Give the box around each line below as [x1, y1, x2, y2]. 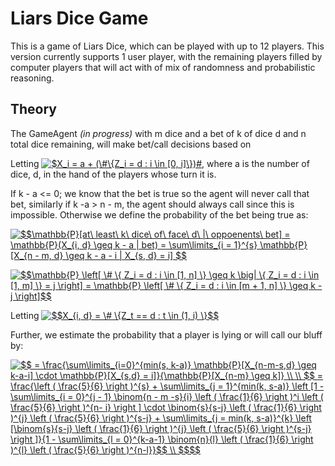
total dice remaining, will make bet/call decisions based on [10, 138, 252, 150]
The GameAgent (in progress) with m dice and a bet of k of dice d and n [10, 127, 307, 139]
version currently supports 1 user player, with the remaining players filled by [10, 50, 323, 62]
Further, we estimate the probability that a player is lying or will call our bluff [10, 328, 323, 341]
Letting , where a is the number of [10, 157, 310, 169]
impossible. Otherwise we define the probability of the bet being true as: [10, 208, 309, 221]
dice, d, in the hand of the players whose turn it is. [10, 168, 217, 180]
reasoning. [10, 72, 55, 84]
